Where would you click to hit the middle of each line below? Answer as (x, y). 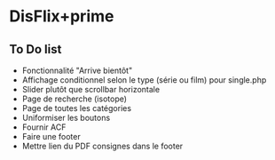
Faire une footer (51, 136)
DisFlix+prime (62, 16)
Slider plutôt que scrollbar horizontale (91, 89)
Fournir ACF (44, 127)
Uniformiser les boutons (66, 118)
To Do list (35, 49)
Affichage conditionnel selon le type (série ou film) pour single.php (144, 80)
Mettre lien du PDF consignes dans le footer (102, 146)
